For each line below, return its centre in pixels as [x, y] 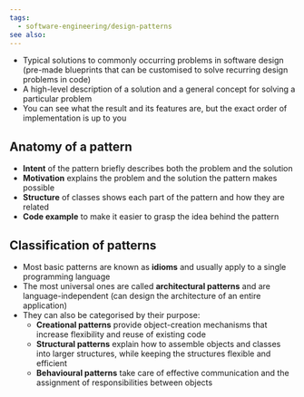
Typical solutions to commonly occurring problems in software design [153, 61]
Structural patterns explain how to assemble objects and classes [158, 344]
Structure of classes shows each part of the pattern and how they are [153, 198]
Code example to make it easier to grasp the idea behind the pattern [151, 217]
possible [39, 188]
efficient [52, 363]
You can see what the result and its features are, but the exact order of [155, 109]
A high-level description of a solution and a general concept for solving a [159, 89]
